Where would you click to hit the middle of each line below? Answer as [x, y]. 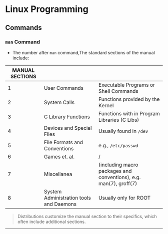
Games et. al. [59, 157]
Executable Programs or [126, 85]
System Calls [59, 102]
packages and [115, 171]
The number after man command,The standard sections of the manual [83, 52]
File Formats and [64, 142]
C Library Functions [67, 117]
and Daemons [60, 204]
